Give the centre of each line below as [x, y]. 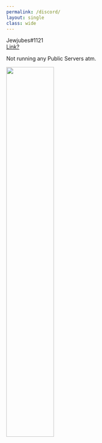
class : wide [21, 23]
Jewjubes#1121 [25, 41]
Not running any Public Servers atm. [51, 59]
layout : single [25, 18]
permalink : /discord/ [33, 12]
